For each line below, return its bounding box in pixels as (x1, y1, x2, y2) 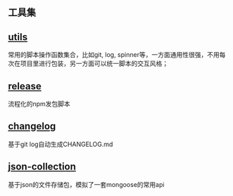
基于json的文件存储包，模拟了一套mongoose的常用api (8, 180, 165, 188)
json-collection (8, 161, 77, 173)
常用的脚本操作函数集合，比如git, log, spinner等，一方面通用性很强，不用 (8, 51, 220, 59)
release (8, 80, 42, 92)
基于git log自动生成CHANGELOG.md (8, 140, 113, 148)
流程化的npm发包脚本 (8, 100, 71, 108)
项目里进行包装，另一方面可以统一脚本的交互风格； (20, 59, 168, 68)
